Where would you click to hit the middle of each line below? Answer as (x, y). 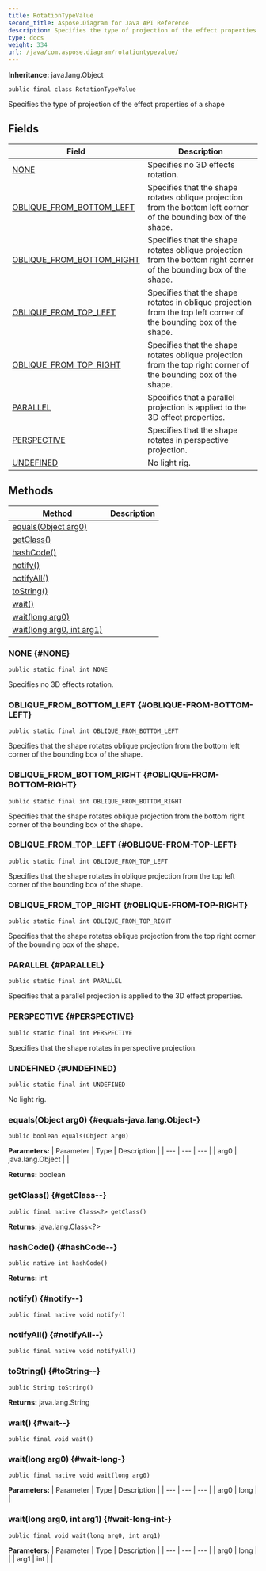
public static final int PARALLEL (65, 982)
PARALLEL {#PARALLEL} (57, 965)
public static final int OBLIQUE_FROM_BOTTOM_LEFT (93, 731)
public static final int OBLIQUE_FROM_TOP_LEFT (88, 861)
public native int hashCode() (58, 1263)
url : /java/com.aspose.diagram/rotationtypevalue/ (93, 52)
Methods (31, 491)
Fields (24, 129)
